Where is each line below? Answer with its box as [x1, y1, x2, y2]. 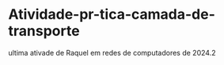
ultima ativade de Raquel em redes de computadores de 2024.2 [8, 48, 216, 57]
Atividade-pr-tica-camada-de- [8, 5, 216, 23]
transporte [8, 22, 81, 40]
